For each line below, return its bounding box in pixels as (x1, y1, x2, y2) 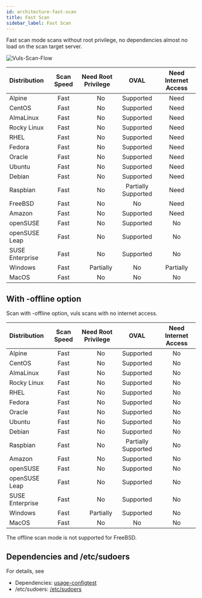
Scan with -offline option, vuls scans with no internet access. (6, 310, 158, 317)
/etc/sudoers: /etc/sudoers (14, 585, 82, 593)
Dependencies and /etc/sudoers (6, 552, 130, 562)
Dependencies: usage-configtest (14, 579, 97, 586)
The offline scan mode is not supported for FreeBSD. (6, 534, 137, 541)
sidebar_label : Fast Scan (6, 20, 71, 26)
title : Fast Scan (6, 14, 50, 20)
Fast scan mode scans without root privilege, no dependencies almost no (6, 37, 188, 44)
